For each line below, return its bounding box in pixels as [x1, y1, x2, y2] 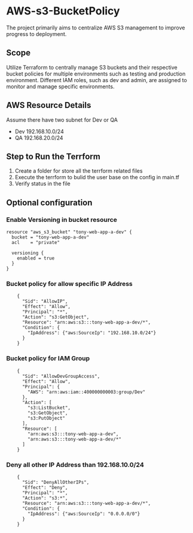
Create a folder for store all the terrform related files [14, 167, 143, 174]
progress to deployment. [6, 30, 67, 37]
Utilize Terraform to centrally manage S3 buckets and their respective [6, 64, 177, 71]
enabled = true [17, 255, 55, 261]
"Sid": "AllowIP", [22, 299, 68, 305]
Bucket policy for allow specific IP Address [6, 279, 133, 288]
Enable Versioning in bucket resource [6, 215, 118, 224]
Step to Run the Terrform [6, 151, 100, 161]
